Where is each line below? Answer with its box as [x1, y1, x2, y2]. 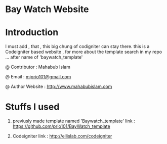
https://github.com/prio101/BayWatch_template [12, 123, 110, 129]
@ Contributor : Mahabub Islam [5, 64, 71, 70]
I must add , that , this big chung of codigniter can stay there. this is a [5, 43, 150, 50]
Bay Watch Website [5, 4, 89, 15]
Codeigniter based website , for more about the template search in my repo [5, 49, 162, 55]
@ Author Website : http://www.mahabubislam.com [5, 83, 112, 89]
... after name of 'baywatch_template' [5, 54, 83, 60]
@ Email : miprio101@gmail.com [5, 74, 71, 80]
